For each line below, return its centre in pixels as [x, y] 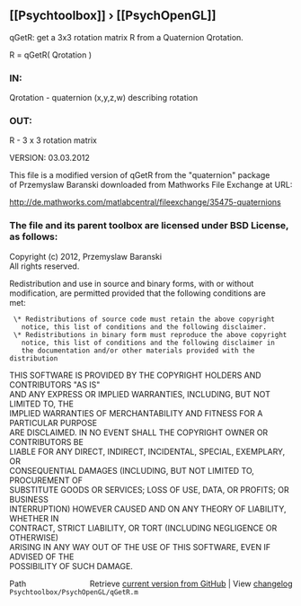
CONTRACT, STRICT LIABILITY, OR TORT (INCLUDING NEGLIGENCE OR [143, 528]
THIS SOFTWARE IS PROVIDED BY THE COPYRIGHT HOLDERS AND [136, 375]
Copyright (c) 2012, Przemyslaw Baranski [86, 256]
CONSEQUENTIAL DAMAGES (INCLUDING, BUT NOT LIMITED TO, [132, 470]
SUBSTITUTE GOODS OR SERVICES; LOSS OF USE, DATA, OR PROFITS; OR [149, 489]
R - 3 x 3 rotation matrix [53, 140]
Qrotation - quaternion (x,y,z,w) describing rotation [104, 98]
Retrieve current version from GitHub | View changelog [191, 584]
